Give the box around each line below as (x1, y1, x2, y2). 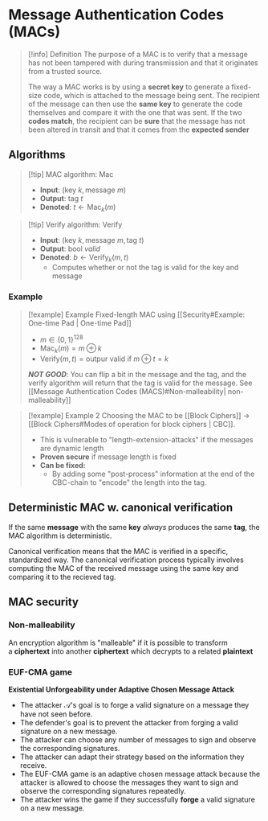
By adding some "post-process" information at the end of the (51, 469, 255, 479)
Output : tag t (39, 193, 83, 203)
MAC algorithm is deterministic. (8, 531, 112, 540)
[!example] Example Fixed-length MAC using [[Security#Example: (27, 310, 246, 319)
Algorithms (8, 148, 66, 162)
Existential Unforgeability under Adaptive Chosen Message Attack (8, 684, 235, 694)
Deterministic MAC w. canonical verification (8, 501, 233, 515)
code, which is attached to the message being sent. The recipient (43, 90, 261, 100)
